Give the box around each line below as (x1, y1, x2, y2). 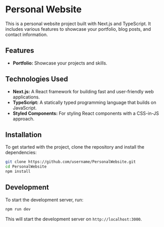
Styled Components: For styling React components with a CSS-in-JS (12, 110, 159, 116)
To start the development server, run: (5, 196, 83, 203)
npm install (5, 169, 31, 174)
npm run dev (5, 207, 31, 212)
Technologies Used (5, 75, 68, 84)
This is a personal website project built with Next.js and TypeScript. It (5, 20, 151, 27)
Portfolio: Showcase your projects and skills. (12, 60, 107, 66)
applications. (12, 94, 40, 100)
